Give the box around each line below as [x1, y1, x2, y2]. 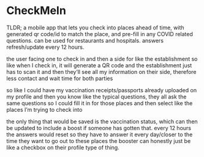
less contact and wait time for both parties [6, 75, 113, 82]
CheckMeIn [6, 4, 66, 18]
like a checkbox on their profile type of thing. [6, 144, 119, 151]
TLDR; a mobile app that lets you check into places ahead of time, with [6, 24, 185, 31]
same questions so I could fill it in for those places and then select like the [6, 99, 193, 107]
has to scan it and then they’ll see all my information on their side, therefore [6, 68, 197, 75]
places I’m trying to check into [6, 106, 83, 113]
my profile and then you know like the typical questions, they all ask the [6, 93, 187, 100]
